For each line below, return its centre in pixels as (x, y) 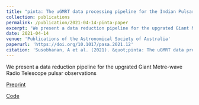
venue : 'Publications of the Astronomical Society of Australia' (88, 39)
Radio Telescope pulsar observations (51, 73)
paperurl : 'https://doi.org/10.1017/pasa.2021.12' (70, 45)
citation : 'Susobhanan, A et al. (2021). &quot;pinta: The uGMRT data (95, 50)
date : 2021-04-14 (28, 34)
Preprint (16, 84)
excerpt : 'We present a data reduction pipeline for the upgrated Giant (98, 28)
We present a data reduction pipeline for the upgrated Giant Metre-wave (94, 67)
